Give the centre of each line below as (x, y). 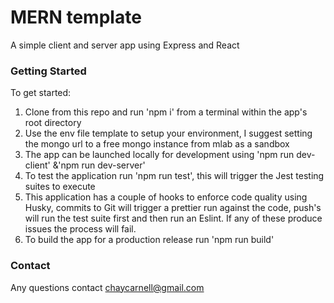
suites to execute (60, 187)
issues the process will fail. (80, 229)
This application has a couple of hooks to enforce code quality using (166, 197)
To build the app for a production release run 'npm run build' (149, 240)
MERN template (76, 17)
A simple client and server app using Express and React (125, 45)
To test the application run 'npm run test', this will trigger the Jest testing (174, 176)
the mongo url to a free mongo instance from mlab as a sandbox (157, 144)
